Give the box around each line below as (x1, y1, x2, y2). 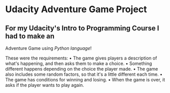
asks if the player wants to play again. (5, 82, 84, 88)
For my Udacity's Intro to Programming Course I (5, 24, 159, 33)
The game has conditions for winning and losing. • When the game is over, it (5, 77, 165, 82)
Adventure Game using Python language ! (5, 45, 92, 51)
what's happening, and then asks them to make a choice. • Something (5, 60, 152, 67)
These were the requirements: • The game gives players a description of (5, 55, 157, 61)
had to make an (5, 32, 55, 40)
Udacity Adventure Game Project (5, 4, 147, 15)
